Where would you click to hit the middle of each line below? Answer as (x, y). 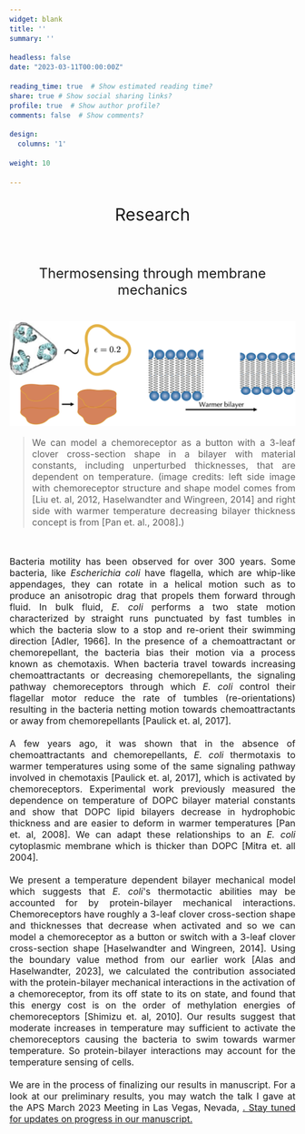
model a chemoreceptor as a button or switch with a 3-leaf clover (152, 937)
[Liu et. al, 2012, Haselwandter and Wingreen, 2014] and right (163, 499)
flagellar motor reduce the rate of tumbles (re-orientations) (152, 698)
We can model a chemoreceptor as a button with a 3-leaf (163, 442)
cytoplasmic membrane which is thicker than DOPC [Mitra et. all (152, 845)
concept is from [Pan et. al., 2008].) (108, 521)
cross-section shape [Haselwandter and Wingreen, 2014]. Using (152, 948)
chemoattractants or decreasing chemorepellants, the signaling (152, 675)
